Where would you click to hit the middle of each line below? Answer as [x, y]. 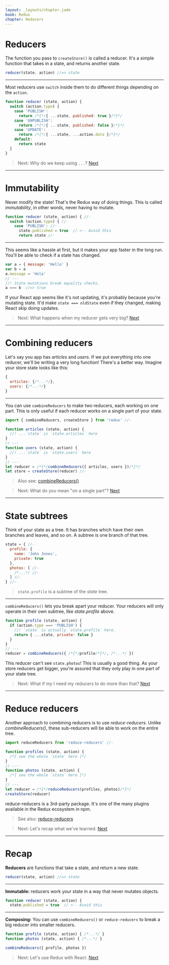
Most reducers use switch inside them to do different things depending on [82, 87]
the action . [17, 93]
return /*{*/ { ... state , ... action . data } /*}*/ [69, 135]
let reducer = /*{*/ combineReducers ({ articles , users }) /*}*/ [73, 467]
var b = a [16, 269]
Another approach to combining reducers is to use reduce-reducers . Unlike [83, 723]
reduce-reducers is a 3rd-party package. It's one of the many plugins [77, 804]
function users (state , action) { [41, 448]
